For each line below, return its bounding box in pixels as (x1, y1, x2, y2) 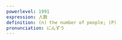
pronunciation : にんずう (6, 25, 65, 31)
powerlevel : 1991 (6, 8, 50, 15)
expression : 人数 (6, 14, 48, 20)
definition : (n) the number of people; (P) (6, 19, 117, 25)
